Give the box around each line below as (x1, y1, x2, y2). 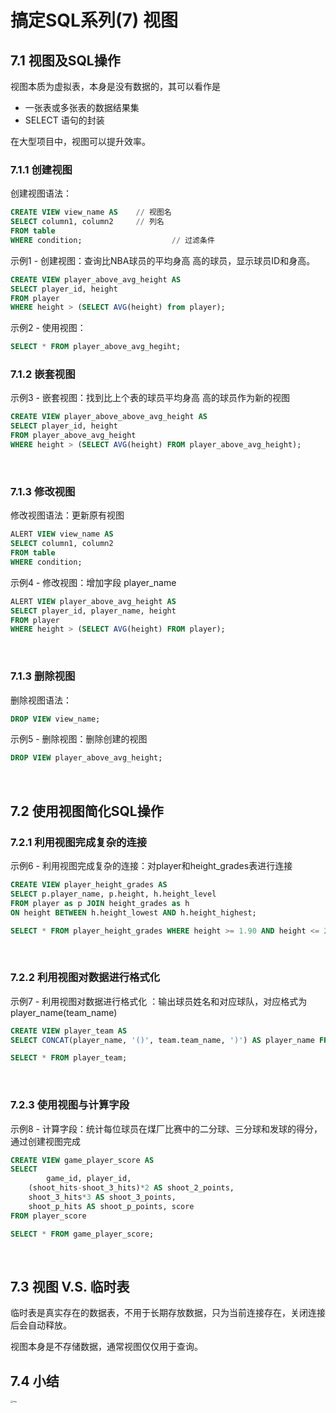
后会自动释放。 (10, 1319, 72, 1331)
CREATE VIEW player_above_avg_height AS (10, 274, 182, 285)
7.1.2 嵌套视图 (10, 367, 76, 381)
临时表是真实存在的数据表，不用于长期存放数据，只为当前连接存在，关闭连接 (10, 1307, 326, 1319)
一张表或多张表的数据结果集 (24, 102, 140, 113)
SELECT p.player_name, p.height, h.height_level (10, 889, 217, 899)
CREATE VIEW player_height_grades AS (10, 880, 168, 890)
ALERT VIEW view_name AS (10, 529, 114, 540)
